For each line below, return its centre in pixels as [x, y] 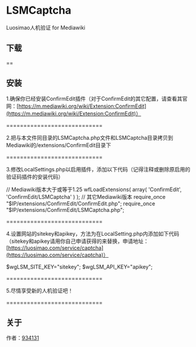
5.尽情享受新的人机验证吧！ [39, 290]
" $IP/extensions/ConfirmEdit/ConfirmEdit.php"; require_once [81, 204]
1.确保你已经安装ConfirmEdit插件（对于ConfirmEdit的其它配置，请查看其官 [97, 98]
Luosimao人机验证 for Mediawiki [46, 27]
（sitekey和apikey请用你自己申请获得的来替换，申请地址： [78, 241]
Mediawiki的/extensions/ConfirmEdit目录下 [59, 145]
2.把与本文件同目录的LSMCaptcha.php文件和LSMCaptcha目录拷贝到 [90, 137]
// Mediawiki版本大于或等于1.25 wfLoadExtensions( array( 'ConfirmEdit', [94, 189]
